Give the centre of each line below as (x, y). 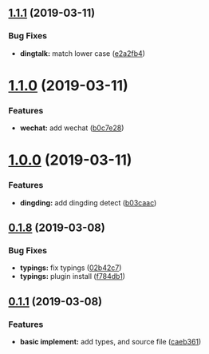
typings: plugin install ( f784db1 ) (73, 276)
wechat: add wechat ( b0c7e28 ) (72, 128)
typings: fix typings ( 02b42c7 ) (71, 268)
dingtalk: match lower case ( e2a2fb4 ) (83, 53)
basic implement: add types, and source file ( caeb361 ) (110, 342)
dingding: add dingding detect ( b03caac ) (88, 202)
